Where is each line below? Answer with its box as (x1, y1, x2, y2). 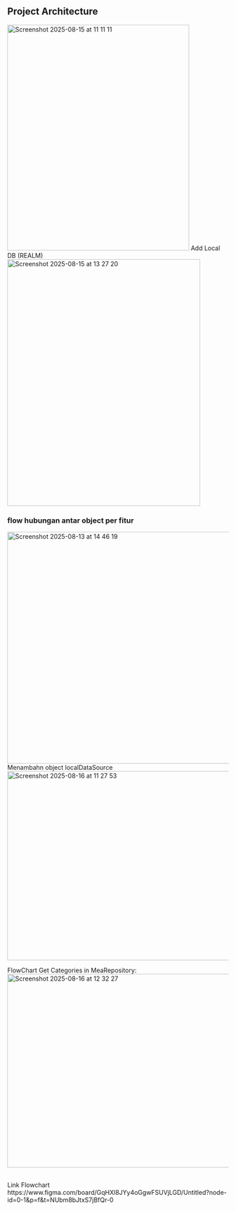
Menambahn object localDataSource (7, 764, 113, 772)
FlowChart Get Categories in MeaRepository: (7, 966, 137, 975)
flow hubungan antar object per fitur (7, 516, 134, 525)
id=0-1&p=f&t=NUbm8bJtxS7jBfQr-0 (7, 1196, 114, 1204)
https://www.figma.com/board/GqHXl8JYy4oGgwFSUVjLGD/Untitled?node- (7, 1189, 227, 1197)
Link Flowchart (7, 1181, 51, 1189)
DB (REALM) (7, 251, 44, 259)
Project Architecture (7, 6, 98, 18)
